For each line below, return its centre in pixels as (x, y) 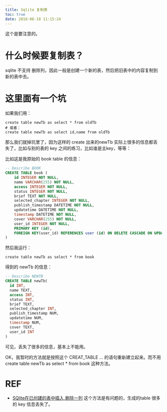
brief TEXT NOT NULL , (36, 196)
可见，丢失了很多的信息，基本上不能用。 (46, 346)
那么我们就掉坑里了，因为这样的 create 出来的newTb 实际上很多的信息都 (79, 142)
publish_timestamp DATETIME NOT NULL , (54, 205)
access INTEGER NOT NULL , (41, 187)
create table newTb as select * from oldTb (51, 123)
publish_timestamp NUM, (34, 314)
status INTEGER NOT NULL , (41, 191)
